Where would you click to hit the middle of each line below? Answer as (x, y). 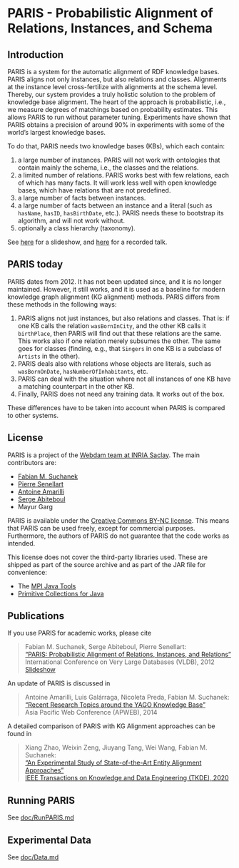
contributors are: (32, 462)
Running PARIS (41, 800)
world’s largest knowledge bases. (56, 132)
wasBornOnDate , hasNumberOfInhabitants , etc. (83, 371)
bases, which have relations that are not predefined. (94, 190)
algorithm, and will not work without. (71, 220)
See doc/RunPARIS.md (41, 817)
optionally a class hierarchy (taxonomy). (76, 228)
